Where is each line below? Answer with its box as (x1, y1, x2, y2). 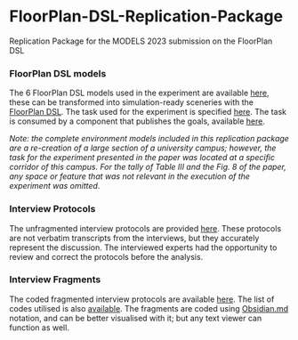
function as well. (9, 322, 69, 333)
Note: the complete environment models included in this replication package (9, 134, 289, 144)
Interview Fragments (9, 273, 101, 286)
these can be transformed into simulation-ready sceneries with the (9, 97, 254, 108)
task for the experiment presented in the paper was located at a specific (9, 152, 276, 163)
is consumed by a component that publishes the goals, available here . (9, 116, 265, 126)
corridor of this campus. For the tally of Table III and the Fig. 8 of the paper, (9, 162, 287, 173)
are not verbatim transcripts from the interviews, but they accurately (9, 232, 260, 243)
